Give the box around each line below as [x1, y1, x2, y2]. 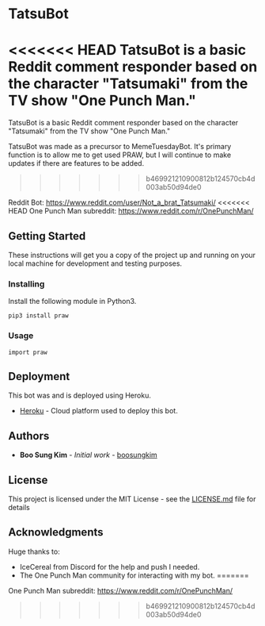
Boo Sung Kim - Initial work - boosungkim [19, 450, 158, 460]
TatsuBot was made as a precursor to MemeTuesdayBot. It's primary [8, 142, 232, 152]
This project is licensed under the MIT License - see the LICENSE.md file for [8, 494, 256, 504]
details [8, 502, 30, 512]
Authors [8, 429, 50, 443]
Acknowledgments [8, 525, 104, 540]
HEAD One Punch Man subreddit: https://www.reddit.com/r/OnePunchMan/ [8, 206, 255, 216]
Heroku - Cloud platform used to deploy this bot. [19, 406, 178, 416]
